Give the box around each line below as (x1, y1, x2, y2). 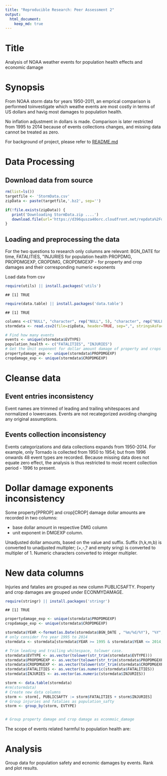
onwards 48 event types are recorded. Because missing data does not (5, 454, 149, 460)
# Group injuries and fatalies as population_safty (5, 699, 114, 704)
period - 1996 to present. (5, 465, 56, 471)
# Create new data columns (5, 689, 61, 695)
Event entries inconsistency (5, 392, 94, 401)
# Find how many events (5, 332, 55, 338)
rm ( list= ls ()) (5, 189, 35, 194)
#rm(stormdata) (5, 685, 37, 690)
